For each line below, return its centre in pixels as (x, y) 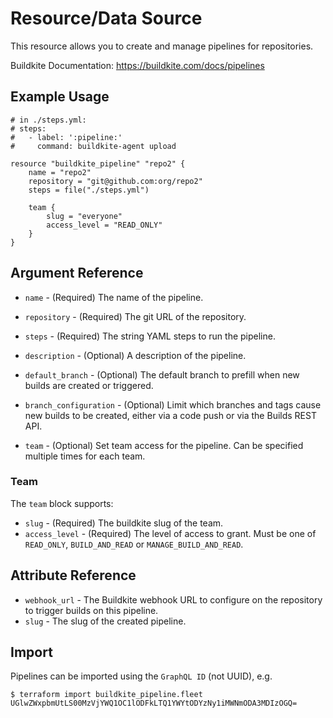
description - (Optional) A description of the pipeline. (135, 355)
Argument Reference (77, 273)
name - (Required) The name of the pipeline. (114, 297)
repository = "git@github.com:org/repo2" (115, 181)
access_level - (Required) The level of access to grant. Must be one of (170, 533)
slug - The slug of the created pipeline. (105, 621)
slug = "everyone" (84, 216)
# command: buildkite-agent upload (93, 146)
